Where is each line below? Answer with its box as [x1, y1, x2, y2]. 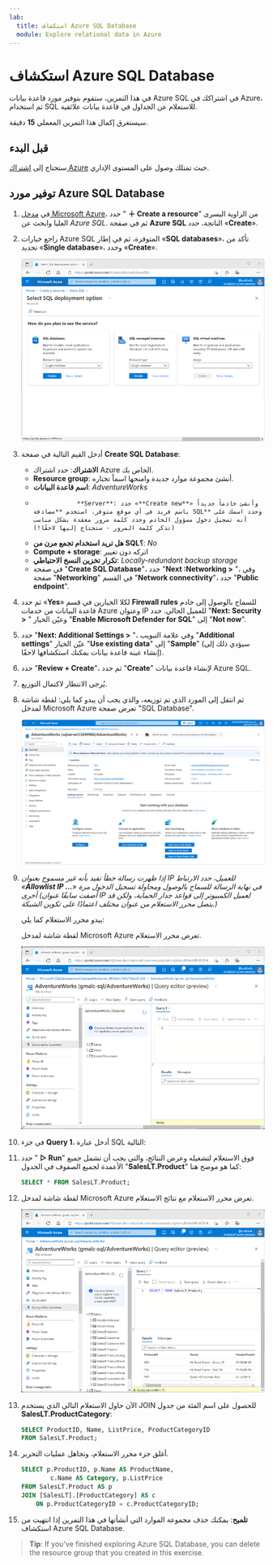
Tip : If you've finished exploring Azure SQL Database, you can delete [28, 1539, 261, 1549]
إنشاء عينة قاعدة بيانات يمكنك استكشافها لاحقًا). [20, 647, 164, 658]
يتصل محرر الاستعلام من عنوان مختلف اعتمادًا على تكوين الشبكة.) [20, 898, 218, 908]
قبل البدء [9, 141, 49, 154]
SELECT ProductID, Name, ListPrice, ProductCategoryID [20, 1425, 211, 1434]
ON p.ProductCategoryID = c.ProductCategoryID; [36, 1500, 199, 1508]
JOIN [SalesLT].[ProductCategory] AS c [20, 1491, 156, 1499]
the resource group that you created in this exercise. [28, 1547, 205, 1557]
